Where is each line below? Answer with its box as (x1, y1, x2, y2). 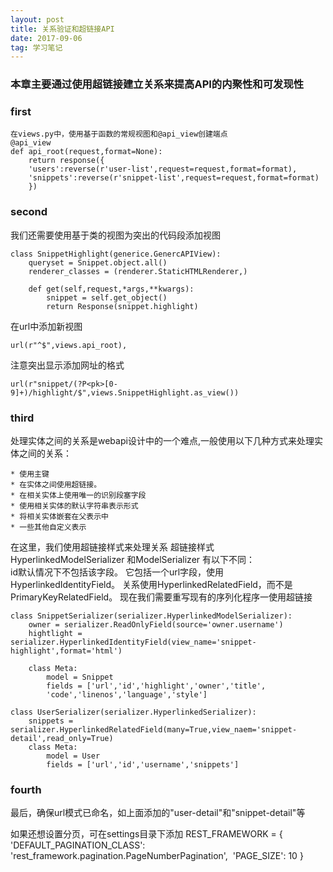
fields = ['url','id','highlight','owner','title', (46, 681, 267, 691)
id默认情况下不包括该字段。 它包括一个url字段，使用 (10, 566, 225, 578)
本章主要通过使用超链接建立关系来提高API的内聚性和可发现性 (10, 77, 305, 91)
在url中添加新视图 (10, 320, 83, 332)
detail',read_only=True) (10, 734, 114, 744)
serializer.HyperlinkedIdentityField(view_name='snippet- (10, 637, 257, 648)
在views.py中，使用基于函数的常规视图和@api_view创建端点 (10, 129, 228, 140)
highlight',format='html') (10, 646, 123, 656)
